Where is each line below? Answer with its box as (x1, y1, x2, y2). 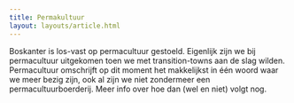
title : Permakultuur (9, 12, 86, 22)
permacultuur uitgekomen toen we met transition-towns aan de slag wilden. (9, 55, 285, 66)
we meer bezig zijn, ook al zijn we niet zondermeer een (9, 74, 211, 84)
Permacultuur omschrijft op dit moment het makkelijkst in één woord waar (9, 64, 279, 75)
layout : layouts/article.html (9, 21, 121, 30)
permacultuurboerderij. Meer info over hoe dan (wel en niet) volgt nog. (9, 83, 267, 94)
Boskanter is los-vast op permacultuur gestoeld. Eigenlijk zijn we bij (9, 45, 257, 56)
